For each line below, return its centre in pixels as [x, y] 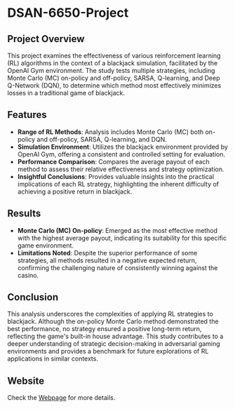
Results [24, 214]
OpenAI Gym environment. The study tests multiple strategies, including [111, 71]
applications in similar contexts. [53, 358]
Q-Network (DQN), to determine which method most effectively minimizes [114, 85]
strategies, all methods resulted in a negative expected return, [107, 260]
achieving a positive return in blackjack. [75, 192]
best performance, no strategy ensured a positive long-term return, [105, 329]
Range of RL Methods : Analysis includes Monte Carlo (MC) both [110, 132]
